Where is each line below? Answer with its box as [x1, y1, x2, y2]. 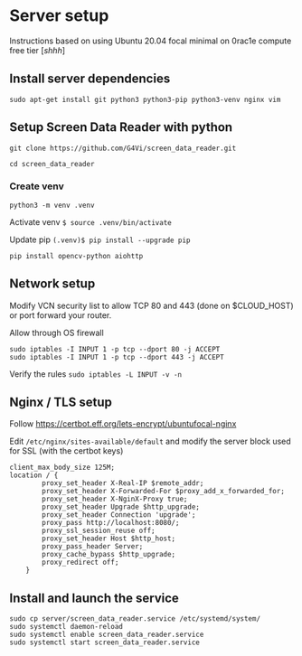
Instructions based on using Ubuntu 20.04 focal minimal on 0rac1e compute [9, 35, 292, 46]
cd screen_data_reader [9, 159, 95, 168]
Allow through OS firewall [9, 327, 104, 338]
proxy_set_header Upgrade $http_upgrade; [42, 502, 201, 511]
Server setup [9, 5, 109, 26]
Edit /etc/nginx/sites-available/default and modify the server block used [9, 436, 291, 447]
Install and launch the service [9, 590, 179, 605]
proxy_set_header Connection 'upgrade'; [42, 511, 196, 520]
